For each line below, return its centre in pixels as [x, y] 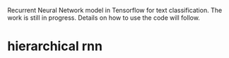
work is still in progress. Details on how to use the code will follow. [104, 18]
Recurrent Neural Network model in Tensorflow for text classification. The [115, 10]
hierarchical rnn [55, 46]
